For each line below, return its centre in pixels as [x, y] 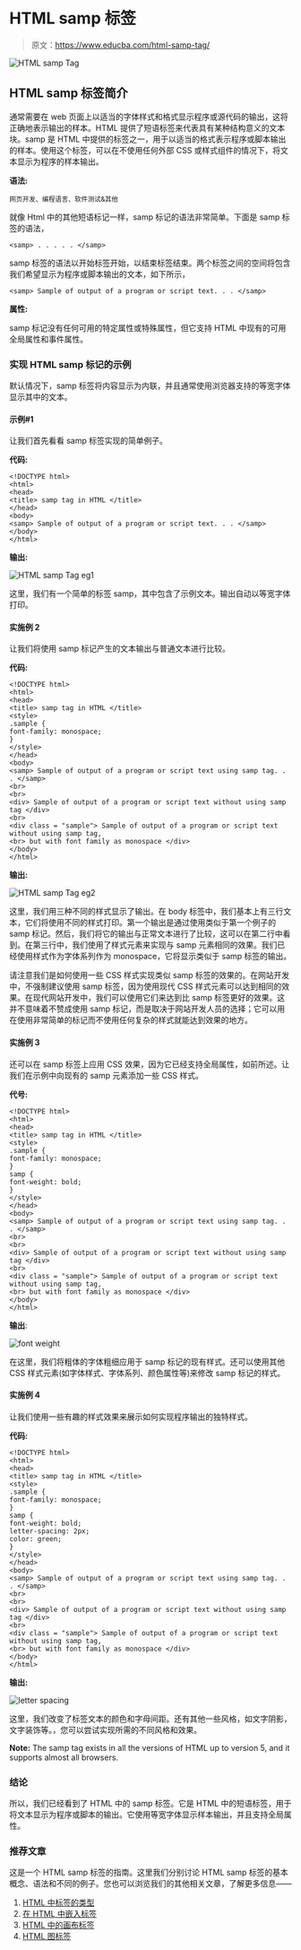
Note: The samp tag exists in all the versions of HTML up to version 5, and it [150, 1747]
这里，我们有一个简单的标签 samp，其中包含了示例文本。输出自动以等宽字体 [150, 594]
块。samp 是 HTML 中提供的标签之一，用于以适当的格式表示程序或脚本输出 [148, 139]
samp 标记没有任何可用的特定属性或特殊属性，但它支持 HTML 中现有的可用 [148, 327]
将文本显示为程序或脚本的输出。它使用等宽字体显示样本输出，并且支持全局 [146, 1815]
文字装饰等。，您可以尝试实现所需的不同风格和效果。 [105, 1730]
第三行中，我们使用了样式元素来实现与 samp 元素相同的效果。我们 [155, 945]
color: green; [36, 1538]
